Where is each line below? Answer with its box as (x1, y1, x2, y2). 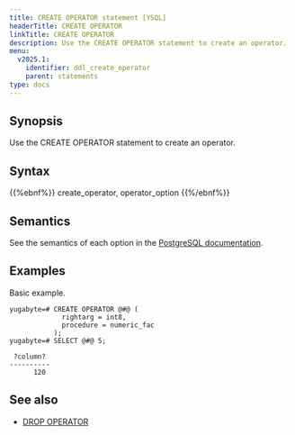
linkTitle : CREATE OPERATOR (9, 30, 115, 39)
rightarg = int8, (61, 313, 127, 322)
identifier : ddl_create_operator (25, 64, 151, 73)
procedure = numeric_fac (61, 321, 155, 330)
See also (9, 393, 58, 408)
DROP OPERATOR (22, 416, 89, 427)
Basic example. (9, 287, 66, 298)
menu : (9, 47, 30, 56)
